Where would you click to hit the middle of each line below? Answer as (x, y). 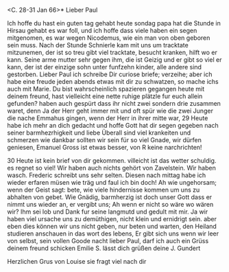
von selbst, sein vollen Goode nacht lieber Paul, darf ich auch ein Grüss (108, 241)
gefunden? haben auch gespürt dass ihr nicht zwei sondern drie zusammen (114, 103)
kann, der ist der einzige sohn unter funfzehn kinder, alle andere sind (105, 67)
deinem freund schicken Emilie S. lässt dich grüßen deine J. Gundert (104, 248)
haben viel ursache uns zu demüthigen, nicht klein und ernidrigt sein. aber (112, 219)
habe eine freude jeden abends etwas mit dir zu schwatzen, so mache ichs (113, 81)
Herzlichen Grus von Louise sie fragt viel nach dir (77, 261)
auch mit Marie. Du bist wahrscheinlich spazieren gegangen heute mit (106, 89)
